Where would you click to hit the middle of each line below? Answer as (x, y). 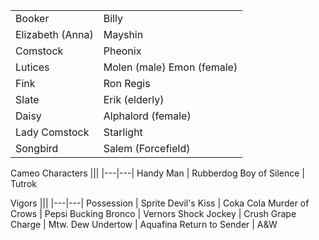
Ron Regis (127, 83)
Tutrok (23, 183)
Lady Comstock (52, 132)
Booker (32, 18)
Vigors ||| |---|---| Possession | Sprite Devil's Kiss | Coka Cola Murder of (160, 203)
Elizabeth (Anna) (54, 34)
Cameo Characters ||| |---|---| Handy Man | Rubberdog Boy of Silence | (157, 173)
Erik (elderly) (134, 99)
